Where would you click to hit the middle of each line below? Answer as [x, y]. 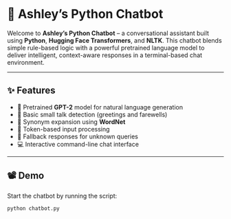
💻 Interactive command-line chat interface [78, 144]
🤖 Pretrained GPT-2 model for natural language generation [100, 107]
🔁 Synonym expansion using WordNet [71, 122]
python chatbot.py [33, 208]
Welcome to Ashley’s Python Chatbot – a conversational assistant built [108, 33]
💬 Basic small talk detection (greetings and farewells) [92, 114]
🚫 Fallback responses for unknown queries [78, 136]
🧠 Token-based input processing [63, 129]
